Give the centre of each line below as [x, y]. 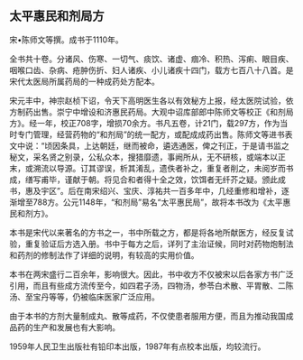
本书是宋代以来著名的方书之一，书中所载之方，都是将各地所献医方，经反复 [147, 232]
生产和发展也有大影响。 [76, 327]
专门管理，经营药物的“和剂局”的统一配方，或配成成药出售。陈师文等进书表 [155, 134]
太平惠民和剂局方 [57, 16]
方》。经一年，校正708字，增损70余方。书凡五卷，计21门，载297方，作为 [145, 123]
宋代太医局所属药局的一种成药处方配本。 [84, 81]
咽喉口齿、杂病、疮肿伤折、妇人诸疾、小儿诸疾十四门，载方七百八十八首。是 [151, 69]
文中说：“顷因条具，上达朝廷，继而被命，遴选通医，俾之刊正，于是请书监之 [150, 145]
